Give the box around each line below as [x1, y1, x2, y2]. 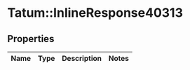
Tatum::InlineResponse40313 [7, 5, 184, 21]
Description [62, 54, 102, 63]
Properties [7, 33, 55, 45]
